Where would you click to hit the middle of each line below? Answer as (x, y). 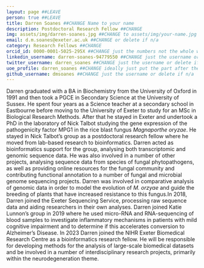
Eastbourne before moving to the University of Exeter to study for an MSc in (101, 110)
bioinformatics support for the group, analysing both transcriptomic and (96, 149)
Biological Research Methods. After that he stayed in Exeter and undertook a (102, 117)
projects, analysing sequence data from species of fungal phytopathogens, (100, 162)
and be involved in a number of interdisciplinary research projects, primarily (101, 252)
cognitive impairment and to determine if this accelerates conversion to (96, 226)
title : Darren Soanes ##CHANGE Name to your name (70, 23)
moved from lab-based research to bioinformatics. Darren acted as (90, 142)
